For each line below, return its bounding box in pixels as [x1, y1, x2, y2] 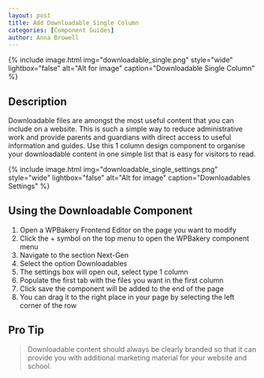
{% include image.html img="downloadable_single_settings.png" [8, 165, 218, 174]
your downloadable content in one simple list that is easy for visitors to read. [8, 149, 256, 159]
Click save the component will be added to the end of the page [19, 283, 225, 293]
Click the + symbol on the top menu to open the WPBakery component [19, 234, 250, 243]
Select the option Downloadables [19, 258, 128, 268]
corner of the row [19, 301, 77, 310]
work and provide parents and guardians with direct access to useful [8, 133, 232, 142]
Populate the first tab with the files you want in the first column [19, 275, 224, 285]
